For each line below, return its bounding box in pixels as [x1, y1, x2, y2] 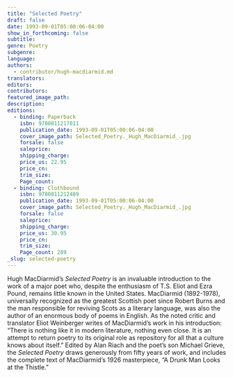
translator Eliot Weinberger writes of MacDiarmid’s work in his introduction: [7, 319, 223, 327]
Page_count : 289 [19, 249, 67, 256]
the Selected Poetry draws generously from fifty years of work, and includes [7, 348, 227, 356]
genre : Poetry [7, 42, 49, 49]
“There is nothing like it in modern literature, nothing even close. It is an [7, 326, 211, 334]
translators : [7, 74, 45, 82]
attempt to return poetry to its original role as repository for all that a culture [7, 333, 224, 342]
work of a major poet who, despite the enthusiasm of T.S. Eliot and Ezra [7, 282, 213, 290]
